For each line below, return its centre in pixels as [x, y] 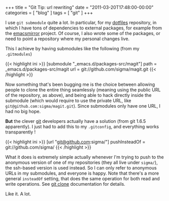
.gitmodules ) [19, 54]
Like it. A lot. [18, 194]
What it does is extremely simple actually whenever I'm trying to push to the [84, 157]
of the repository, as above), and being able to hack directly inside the [78, 95]
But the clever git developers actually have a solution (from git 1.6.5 [76, 121]
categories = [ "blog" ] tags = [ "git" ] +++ [49, 13]
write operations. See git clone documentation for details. [65, 184]
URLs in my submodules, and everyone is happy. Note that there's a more [82, 173]
